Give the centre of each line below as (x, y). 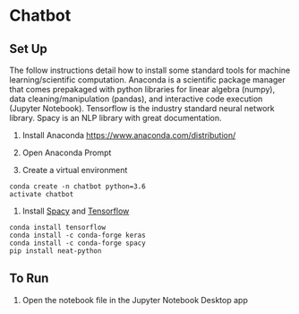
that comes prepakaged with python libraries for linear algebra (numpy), (142, 89)
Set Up (28, 49)
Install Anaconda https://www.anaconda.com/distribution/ (129, 135)
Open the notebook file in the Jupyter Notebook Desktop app (135, 300)
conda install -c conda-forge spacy (77, 243)
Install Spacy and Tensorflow (76, 211)
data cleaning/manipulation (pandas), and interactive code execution (136, 99)
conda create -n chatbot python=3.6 (77, 187)
